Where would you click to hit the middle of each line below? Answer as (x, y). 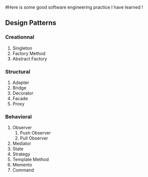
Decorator (23, 93)
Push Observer (35, 133)
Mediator (22, 143)
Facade (20, 98)
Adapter (21, 82)
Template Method (30, 159)
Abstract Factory (30, 58)
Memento (22, 165)
